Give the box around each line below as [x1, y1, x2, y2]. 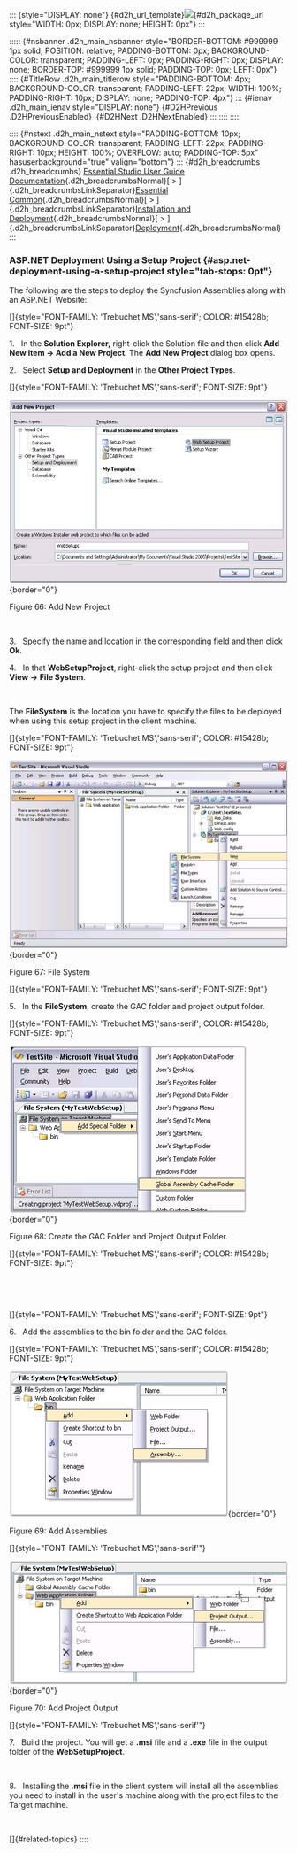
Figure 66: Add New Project [9, 601, 110, 612]
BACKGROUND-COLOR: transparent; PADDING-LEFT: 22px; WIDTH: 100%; [9, 83, 282, 93]
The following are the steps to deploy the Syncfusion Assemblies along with [9, 285, 286, 296]
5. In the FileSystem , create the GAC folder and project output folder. [9, 1001, 265, 1012]
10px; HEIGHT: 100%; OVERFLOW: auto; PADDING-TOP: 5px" [36, 147, 259, 158]
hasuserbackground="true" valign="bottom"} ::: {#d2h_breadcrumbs [9, 157, 261, 167]
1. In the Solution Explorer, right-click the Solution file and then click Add [9, 338, 280, 349]
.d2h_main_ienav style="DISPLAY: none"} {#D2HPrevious [9, 102, 218, 112]
